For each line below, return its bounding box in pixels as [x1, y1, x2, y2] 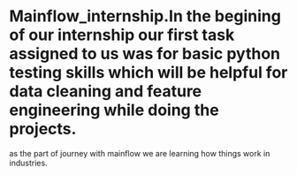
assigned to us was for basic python [9, 44, 281, 64]
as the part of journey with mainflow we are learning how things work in [9, 148, 270, 158]
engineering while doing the [9, 100, 219, 120]
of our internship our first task [9, 25, 235, 45]
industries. [9, 157, 48, 168]
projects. [9, 119, 77, 139]
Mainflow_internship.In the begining [9, 6, 281, 27]
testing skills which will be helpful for [9, 63, 288, 83]
